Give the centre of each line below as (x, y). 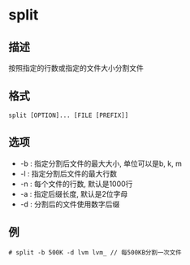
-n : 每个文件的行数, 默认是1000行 (76, 184)
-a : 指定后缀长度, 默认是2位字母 (74, 193)
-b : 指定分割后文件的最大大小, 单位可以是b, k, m (101, 163)
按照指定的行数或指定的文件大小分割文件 (76, 68)
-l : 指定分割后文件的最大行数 (69, 173)
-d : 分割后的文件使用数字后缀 (70, 204)
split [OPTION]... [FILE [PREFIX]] (69, 115)
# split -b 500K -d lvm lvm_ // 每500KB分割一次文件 (95, 253)
